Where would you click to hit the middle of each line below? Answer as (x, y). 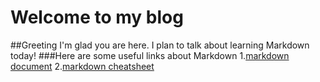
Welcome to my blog (97, 17)
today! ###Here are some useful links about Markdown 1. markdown (150, 55)
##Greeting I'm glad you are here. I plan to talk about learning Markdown (160, 45)
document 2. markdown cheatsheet (82, 66)
